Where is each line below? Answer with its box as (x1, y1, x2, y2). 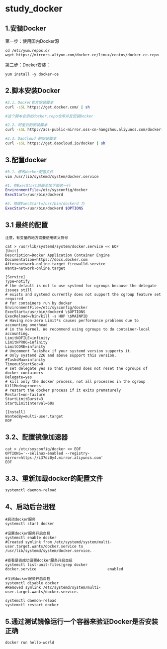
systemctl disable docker (5, 581, 59, 586)
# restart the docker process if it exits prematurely (5, 388, 121, 393)
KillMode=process (5, 383, 41, 388)
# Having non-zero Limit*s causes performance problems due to (5, 318, 139, 323)
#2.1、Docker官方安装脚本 (5, 100, 54, 105)
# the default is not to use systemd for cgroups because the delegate (5, 283, 157, 288)
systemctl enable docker (5, 536, 57, 541)
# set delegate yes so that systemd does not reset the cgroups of (5, 366, 148, 371)
